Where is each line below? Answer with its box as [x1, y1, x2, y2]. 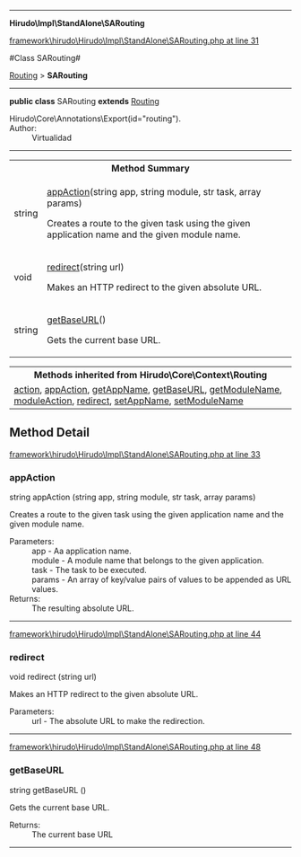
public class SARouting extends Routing [9, 96, 159, 106]
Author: [9, 123, 38, 133]
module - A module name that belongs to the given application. [31, 555, 264, 566]
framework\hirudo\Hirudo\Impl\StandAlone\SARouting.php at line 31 [9, 35, 260, 46]
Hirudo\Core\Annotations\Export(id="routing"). [9, 113, 182, 124]
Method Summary [111, 163, 190, 174]
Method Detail [9, 425, 90, 440]
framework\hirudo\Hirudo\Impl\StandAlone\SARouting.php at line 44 [9, 629, 262, 640]
